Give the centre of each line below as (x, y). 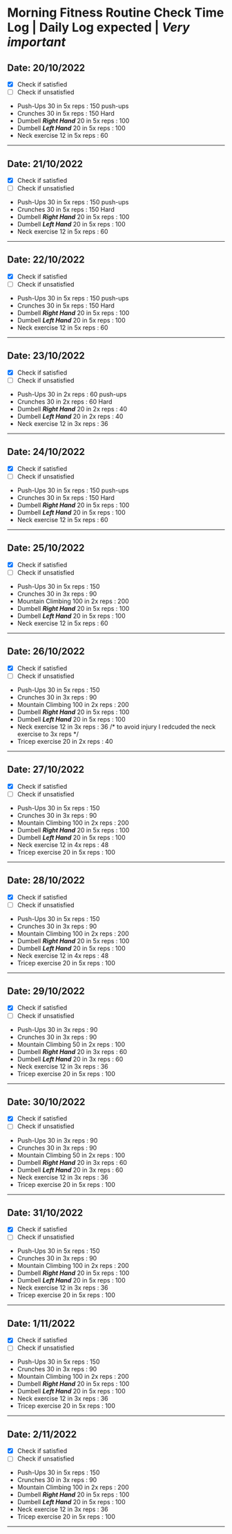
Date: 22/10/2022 (46, 260)
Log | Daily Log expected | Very (98, 27)
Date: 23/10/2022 (46, 356)
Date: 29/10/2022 (46, 991)
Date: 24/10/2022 (46, 452)
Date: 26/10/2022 (46, 651)
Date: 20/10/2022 (46, 68)
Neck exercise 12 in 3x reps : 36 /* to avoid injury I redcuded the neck (116, 726)
